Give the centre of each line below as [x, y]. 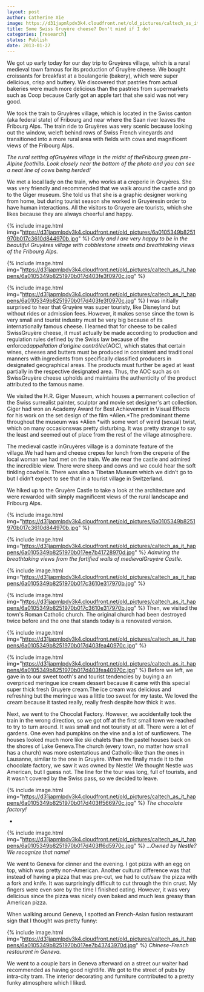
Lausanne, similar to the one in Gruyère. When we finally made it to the [95, 759]
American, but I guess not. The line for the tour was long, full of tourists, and [102, 772]
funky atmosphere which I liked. [47, 982]
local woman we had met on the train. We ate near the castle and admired [99, 459]
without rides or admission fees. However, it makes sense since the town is [100, 313]
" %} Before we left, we [164, 670]
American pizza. [27, 902]
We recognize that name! [38, 852]
